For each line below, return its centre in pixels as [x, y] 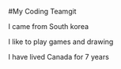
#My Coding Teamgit [42, 11]
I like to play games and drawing [61, 42]
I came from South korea [49, 26]
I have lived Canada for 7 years [59, 57]
